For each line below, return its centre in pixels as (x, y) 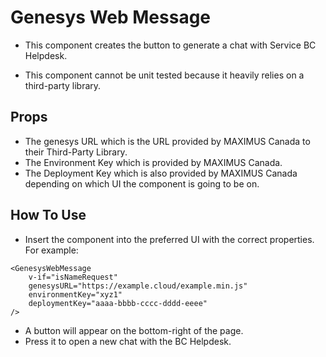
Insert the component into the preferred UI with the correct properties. (169, 239)
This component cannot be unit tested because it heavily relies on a (164, 75)
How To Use (48, 215)
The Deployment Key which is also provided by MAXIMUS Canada (161, 173)
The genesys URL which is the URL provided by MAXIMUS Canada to (167, 141)
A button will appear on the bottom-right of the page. (134, 330)
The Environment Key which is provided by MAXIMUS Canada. (153, 162)
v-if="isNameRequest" (73, 277)
